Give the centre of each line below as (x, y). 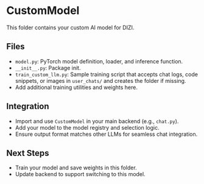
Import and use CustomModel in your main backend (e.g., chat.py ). (97, 121)
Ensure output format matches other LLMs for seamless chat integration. (106, 134)
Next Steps (28, 153)
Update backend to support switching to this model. (80, 174)
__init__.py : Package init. (48, 68)
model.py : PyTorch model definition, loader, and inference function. (99, 61)
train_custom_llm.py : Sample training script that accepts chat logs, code (106, 74)
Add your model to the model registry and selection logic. (87, 127)
